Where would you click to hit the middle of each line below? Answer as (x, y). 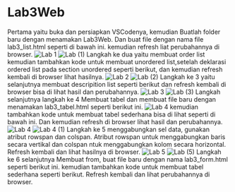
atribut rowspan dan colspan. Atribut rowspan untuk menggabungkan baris (116, 137)
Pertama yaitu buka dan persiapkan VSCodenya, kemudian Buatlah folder (114, 32)
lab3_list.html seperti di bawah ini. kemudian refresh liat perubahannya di (114, 47)
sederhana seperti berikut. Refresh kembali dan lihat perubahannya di (109, 174)
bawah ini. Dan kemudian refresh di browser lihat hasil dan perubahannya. (115, 121)
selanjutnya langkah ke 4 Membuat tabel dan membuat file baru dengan (112, 99)
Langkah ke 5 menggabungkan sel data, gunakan (138, 129)
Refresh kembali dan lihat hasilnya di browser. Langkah (114, 152)
